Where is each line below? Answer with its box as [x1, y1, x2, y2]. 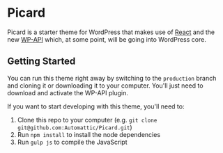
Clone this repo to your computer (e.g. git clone [17, 115, 157, 124]
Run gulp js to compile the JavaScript [17, 138, 128, 146]
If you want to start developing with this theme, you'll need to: [7, 102, 185, 111]
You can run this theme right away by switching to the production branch [7, 74, 217, 82]
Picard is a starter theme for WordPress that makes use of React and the [7, 28, 215, 36]
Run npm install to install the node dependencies [17, 130, 161, 138]
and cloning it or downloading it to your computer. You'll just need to [7, 81, 203, 90]
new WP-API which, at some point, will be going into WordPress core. [7, 35, 207, 43]
